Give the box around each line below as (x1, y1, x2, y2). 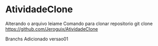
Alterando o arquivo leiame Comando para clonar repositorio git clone (5, 20, 153, 27)
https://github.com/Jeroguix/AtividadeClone (5, 26, 98, 32)
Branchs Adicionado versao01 (5, 36, 68, 42)
